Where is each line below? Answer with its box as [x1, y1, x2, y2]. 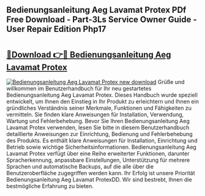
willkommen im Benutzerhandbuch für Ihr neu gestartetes [6, 85, 152, 92]
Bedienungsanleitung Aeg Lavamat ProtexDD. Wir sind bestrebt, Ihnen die [6, 176, 192, 183]
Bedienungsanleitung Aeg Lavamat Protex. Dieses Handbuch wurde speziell [6, 91, 198, 99]
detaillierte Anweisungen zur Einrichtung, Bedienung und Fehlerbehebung [6, 130, 193, 137]
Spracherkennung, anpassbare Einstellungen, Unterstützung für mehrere [6, 156, 190, 164]
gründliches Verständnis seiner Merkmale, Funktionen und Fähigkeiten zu [6, 104, 192, 111]
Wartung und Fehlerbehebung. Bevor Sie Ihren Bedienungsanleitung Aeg [6, 118, 190, 124]
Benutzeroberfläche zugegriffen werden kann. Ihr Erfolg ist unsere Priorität [6, 170, 195, 176]
